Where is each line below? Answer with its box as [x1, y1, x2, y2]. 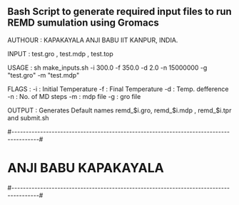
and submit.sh [7, 113, 49, 122]
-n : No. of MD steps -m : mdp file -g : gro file [7, 92, 141, 100]
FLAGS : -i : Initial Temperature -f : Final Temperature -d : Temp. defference [7, 85, 229, 93]
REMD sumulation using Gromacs [7, 17, 159, 29]
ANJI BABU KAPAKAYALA [7, 160, 164, 176]
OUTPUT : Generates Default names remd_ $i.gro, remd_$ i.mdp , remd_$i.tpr [7, 106, 232, 115]
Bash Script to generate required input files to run [7, 6, 232, 18]
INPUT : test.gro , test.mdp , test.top [7, 49, 114, 58]
